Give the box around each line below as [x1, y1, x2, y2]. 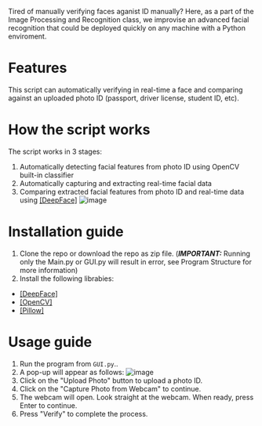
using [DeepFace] [19, 195, 78, 205]
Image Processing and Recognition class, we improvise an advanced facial [8, 15, 249, 24]
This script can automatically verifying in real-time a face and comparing [8, 85, 243, 94]
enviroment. [8, 31, 47, 41]
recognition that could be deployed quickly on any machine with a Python [8, 24, 246, 32]
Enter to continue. [19, 400, 78, 410]
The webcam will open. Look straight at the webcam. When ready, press [19, 392, 254, 402]
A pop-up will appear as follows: [19, 367, 125, 377]
